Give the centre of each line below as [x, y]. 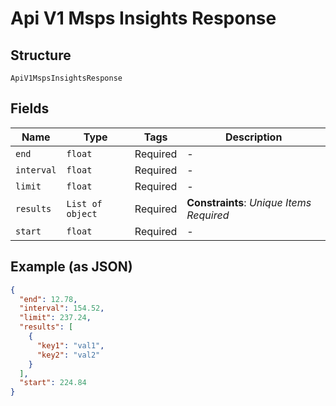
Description [253, 137]
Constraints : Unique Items [249, 202]
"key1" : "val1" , [70, 345]
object [82, 213]
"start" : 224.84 [53, 383]
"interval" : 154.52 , [62, 308]
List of [84, 203]
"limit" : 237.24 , [55, 318]
